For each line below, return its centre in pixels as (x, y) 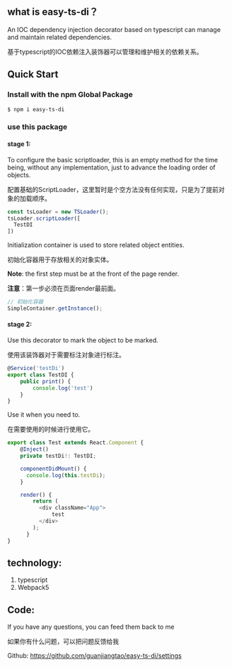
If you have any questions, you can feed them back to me (91, 627)
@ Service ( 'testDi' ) (36, 369)
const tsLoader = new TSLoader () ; (58, 212)
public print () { (46, 381)
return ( (46, 501)
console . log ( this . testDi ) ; (66, 475)
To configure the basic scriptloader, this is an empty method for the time (112, 159)
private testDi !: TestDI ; (58, 456)
